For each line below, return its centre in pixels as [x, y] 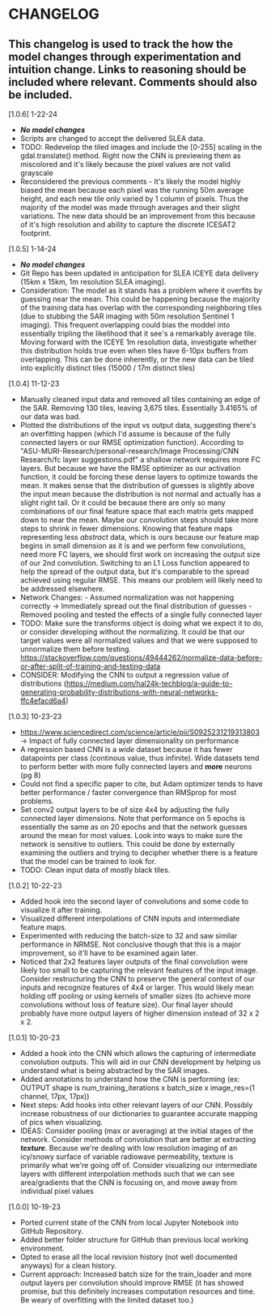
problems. [37, 801]
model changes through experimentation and [125, 56]
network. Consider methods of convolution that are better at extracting [138, 1139]
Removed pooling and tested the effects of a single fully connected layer [141, 614]
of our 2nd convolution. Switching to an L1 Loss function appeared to [135, 563]
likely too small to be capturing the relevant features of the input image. [139, 970]
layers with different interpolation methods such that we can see [127, 1174]
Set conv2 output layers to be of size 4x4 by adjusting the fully [125, 810]
